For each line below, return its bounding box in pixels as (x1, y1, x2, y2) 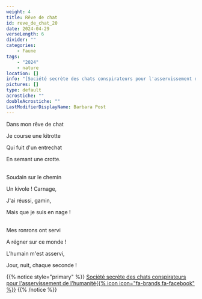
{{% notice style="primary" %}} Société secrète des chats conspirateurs (6, 273, 186, 280)
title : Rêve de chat (6, 14, 58, 20)
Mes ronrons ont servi (6, 226, 61, 233)
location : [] (6, 70, 39, 76)
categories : (6, 43, 36, 49)
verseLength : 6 (6, 31, 44, 37)
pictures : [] (6, 82, 39, 88)
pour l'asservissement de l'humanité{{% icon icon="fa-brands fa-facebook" (6, 279, 195, 286)
